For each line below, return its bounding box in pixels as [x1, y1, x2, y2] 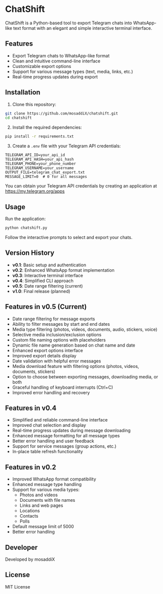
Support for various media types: [12, 487, 80, 493]
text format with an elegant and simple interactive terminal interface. [13, 25, 152, 31]
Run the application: [5, 216, 46, 222]
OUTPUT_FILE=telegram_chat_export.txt [5, 170, 85, 175]
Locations [19, 508, 40, 514]
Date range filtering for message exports [12, 316, 95, 322]
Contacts [19, 513, 39, 519]
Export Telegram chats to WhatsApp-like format [12, 53, 110, 59]
